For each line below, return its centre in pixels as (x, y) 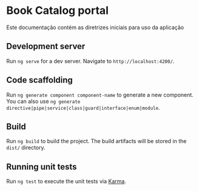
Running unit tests (42, 166)
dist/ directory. (26, 148)
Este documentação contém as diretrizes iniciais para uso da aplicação (95, 27)
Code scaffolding (39, 80)
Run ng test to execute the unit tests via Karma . (66, 181)
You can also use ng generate (43, 101)
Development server (46, 46)
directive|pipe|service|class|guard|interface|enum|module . (83, 107)
